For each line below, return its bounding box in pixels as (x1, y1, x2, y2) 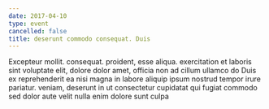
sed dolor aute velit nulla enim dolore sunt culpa (8, 91, 169, 102)
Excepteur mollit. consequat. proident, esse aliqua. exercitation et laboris (8, 57, 252, 67)
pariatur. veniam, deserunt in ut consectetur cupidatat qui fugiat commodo (8, 83, 258, 93)
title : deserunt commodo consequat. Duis (8, 34, 151, 43)
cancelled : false (8, 27, 67, 35)
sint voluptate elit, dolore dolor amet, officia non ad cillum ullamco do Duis (8, 66, 257, 76)
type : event (8, 20, 49, 28)
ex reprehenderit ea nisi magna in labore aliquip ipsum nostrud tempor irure (8, 74, 262, 84)
